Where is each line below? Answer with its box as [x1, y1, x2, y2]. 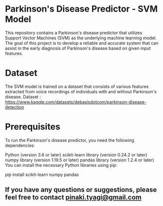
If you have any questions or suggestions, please [5, 186, 157, 194]
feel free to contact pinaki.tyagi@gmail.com [5, 193, 142, 202]
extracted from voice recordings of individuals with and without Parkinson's [5, 88, 157, 94]
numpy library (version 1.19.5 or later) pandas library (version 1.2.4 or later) [5, 157, 154, 163]
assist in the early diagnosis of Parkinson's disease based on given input [5, 45, 151, 51]
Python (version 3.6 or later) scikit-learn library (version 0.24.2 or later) [5, 152, 147, 157]
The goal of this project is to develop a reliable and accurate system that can [5, 40, 159, 46]
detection [5, 104, 24, 110]
